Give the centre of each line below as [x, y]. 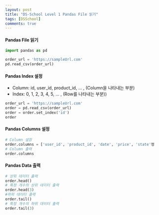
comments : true [21, 23]
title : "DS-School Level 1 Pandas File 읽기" [52, 14]
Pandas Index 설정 [24, 76]
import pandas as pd [26, 51]
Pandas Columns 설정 [27, 129]
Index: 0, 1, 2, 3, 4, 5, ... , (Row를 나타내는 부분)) [60, 94]
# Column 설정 [19, 140]
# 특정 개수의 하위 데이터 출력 [32, 204]
